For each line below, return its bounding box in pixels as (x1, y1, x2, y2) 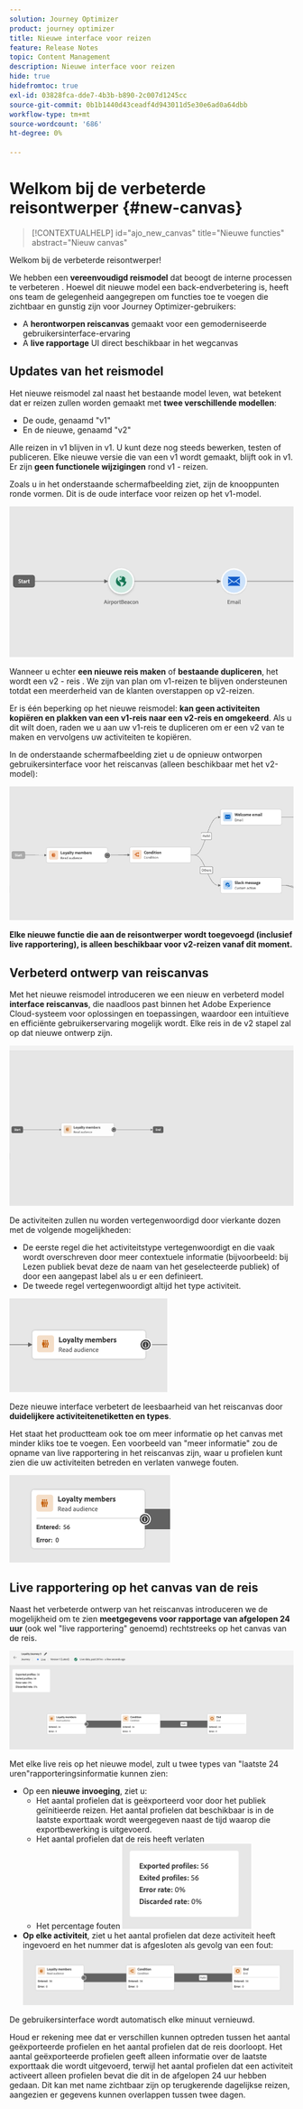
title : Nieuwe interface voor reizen (9, 33, 151, 42)
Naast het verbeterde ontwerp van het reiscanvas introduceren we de (9, 1604, 269, 1615)
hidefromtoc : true (9, 81, 78, 90)
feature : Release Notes (9, 43, 99, 52)
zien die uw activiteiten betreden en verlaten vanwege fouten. (9, 1457, 239, 1468)
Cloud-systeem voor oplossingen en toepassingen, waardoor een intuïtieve (9, 1008, 289, 1020)
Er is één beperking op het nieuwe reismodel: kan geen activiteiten (9, 703, 261, 714)
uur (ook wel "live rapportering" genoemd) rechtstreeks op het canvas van (9, 1623, 287, 1634)
